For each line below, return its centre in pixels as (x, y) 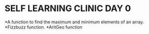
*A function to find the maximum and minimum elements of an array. (74, 22)
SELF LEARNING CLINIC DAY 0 (68, 8)
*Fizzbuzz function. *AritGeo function (43, 27)
